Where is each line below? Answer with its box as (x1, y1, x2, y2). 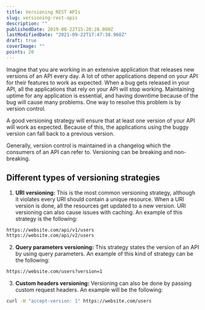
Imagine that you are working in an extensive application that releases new (6, 66, 195, 73)
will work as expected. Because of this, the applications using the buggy (6, 123, 189, 131)
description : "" (6, 20, 48, 26)
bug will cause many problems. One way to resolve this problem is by (6, 98, 182, 106)
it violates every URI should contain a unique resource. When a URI (15, 195, 185, 203)
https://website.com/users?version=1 (6, 268, 103, 275)
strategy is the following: (15, 215, 78, 222)
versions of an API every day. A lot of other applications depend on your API (6, 72, 198, 80)
